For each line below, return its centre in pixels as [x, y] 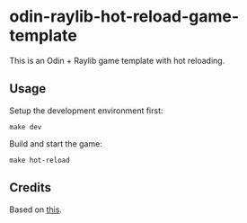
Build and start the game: [56, 143]
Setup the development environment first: [86, 111]
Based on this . [36, 210]
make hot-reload [40, 160]
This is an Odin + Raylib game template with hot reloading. [117, 60]
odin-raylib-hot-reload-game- [124, 17]
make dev [26, 127]
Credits [31, 187]
